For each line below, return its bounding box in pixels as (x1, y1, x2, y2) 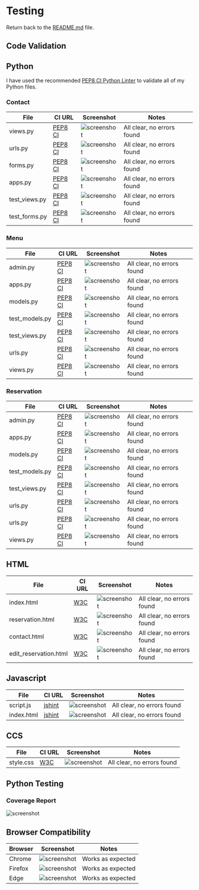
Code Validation (6, 41, 66, 51)
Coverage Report (6, 796, 56, 805)
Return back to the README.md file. (6, 24, 94, 31)
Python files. (6, 83, 37, 90)
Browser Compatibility (6, 827, 91, 837)
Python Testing (6, 778, 64, 788)
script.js (9, 701, 31, 709)
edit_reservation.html (9, 649, 68, 657)
